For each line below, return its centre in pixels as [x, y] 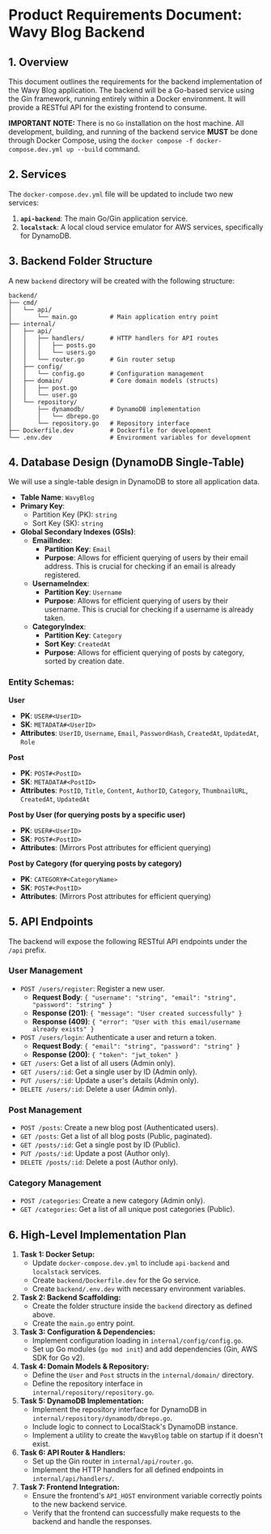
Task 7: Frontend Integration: [70, 1487]
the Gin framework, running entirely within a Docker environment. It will [127, 99]
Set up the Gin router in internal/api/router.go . [113, 1461]
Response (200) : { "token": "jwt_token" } [106, 1054]
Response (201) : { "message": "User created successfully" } [137, 1012]
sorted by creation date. [84, 661]
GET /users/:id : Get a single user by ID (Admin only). [109, 1072]
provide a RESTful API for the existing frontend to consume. [108, 107]
